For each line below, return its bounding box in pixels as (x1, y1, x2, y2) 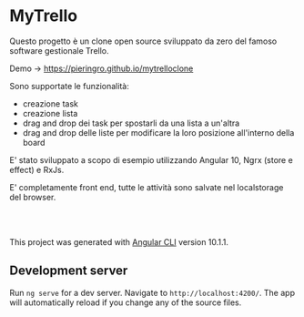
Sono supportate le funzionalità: (9, 80, 129, 91)
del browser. (9, 191, 56, 202)
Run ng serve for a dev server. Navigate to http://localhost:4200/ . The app (9, 287, 296, 298)
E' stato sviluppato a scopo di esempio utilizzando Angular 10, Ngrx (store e (9, 154, 293, 165)
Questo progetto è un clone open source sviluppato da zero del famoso (9, 36, 278, 46)
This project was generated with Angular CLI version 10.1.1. (9, 236, 229, 247)
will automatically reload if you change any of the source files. (9, 297, 242, 308)
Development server (9, 263, 128, 279)
